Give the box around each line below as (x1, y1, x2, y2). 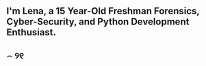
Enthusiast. (6, 27, 56, 38)
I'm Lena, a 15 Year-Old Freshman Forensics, (6, 5, 200, 17)
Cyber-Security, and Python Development (6, 16, 190, 28)
